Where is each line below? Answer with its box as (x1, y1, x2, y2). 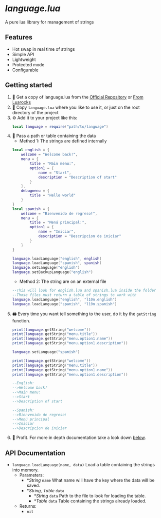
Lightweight (12, 57, 36, 62)
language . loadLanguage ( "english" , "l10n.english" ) (12, 297, 117, 302)
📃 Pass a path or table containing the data (12, 133, 96, 139)
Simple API (12, 51, 34, 57)
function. (12, 318, 31, 323)
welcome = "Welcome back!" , (21, 152, 78, 157)
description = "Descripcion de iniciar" (38, 234, 122, 239)
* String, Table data (26, 488, 65, 493)
